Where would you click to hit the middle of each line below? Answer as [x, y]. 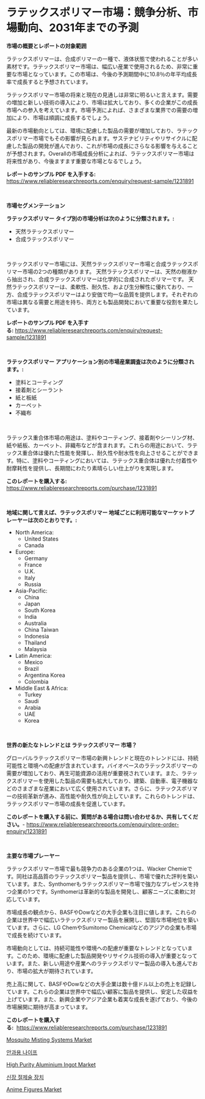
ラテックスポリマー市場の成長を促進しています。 [67, 803]
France [33, 564]
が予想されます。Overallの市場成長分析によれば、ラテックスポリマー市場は [100, 153]
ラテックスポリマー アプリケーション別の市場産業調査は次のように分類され [100, 362]
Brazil [31, 668]
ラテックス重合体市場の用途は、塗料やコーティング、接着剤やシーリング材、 [102, 437]
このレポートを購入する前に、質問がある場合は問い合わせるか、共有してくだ [102, 817]
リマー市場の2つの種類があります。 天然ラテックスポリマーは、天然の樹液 [99, 271]
